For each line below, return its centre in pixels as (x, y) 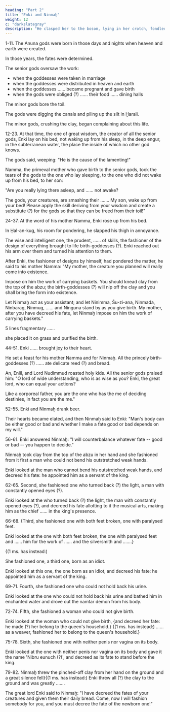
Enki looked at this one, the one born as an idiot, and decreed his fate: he (81, 571)
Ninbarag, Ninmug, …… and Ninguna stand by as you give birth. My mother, (84, 308)
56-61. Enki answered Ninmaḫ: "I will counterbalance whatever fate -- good (84, 439)
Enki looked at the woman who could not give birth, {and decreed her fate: (83, 621)
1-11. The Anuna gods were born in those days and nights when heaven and (84, 43)
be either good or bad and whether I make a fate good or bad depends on (82, 424)
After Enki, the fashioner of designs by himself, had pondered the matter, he (84, 261)
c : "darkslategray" (26, 24)
